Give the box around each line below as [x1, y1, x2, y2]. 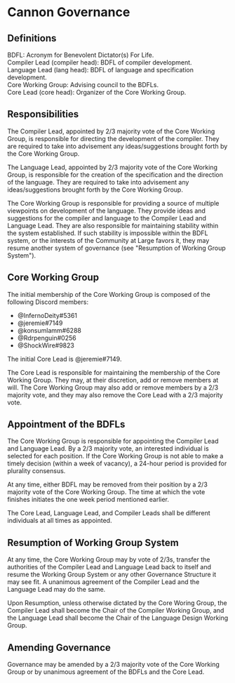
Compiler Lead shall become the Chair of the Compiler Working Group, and [7, 606, 224, 615]
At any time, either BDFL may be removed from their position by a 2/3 [7, 480, 208, 489]
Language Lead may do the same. [7, 585, 106, 594]
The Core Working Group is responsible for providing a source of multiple [7, 199, 220, 207]
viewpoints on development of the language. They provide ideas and [7, 206, 206, 215]
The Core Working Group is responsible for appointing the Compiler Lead [7, 437, 219, 446]
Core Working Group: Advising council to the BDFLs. [7, 81, 159, 88]
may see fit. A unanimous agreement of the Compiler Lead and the [7, 578, 200, 586]
